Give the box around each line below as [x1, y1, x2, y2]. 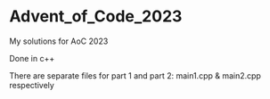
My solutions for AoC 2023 [9, 36, 109, 46]
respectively [9, 79, 55, 90]
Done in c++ [9, 53, 55, 63]
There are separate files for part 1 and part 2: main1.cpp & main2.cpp [9, 70, 261, 81]
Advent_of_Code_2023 [9, 6, 183, 27]
